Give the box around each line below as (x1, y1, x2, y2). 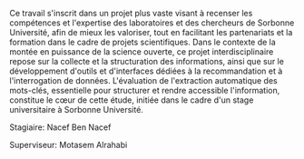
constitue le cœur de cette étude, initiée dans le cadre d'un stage (9, 94, 254, 105)
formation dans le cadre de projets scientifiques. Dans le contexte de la (9, 36, 277, 47)
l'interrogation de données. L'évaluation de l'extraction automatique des (9, 75, 279, 85)
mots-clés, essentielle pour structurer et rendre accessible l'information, (9, 85, 280, 95)
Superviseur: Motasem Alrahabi (9, 140, 128, 150)
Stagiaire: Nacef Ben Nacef (9, 122, 112, 133)
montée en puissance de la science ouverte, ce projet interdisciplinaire (9, 46, 274, 57)
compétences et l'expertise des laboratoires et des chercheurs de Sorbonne (9, 17, 295, 28)
